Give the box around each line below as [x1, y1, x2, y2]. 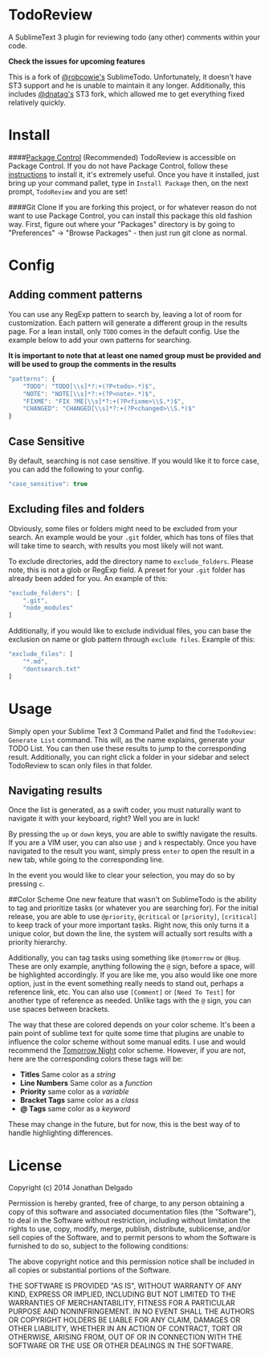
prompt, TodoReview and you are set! [8, 187, 128, 196]
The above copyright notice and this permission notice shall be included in [8, 1257, 255, 1267]
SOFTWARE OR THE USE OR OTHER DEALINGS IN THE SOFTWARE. [8, 1341, 234, 1351]
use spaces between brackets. [8, 1004, 110, 1014]
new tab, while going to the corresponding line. [8, 855, 165, 864]
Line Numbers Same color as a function [19, 1079, 153, 1088]
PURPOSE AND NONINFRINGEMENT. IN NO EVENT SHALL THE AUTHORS [8, 1306, 255, 1317]
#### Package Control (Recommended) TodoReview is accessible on [8, 152, 236, 162]
